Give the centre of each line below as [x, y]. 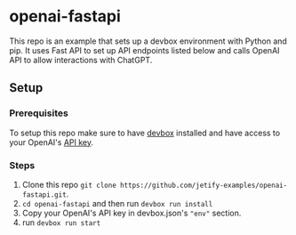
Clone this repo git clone [69, 184]
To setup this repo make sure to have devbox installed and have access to [145, 133]
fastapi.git [44, 194]
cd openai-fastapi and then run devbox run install [117, 203]
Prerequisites [39, 113]
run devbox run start [61, 222]
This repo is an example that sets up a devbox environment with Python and [148, 41]
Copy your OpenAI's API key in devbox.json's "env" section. [132, 213]
